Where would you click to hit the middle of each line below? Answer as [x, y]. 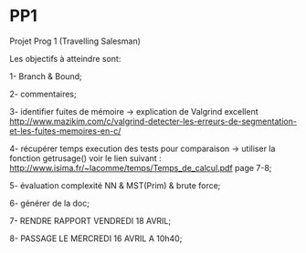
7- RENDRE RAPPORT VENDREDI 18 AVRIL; [90, 220]
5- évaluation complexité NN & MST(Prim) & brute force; [115, 185]
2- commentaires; [43, 94]
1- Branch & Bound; [46, 76]
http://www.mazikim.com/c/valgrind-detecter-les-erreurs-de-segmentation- [153, 121]
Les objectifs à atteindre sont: [65, 58]
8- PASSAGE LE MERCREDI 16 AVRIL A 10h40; [96, 238]
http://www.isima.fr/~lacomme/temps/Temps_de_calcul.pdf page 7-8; [141, 167]
